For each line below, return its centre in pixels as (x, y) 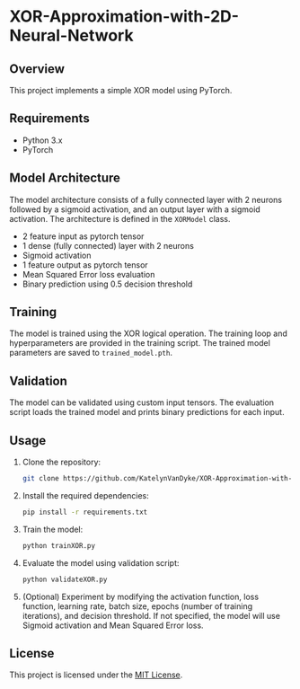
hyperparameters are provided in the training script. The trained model (140, 343)
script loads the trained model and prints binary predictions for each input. (147, 412)
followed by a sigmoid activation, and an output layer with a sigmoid (135, 209)
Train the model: (53, 529)
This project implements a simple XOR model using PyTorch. (121, 90)
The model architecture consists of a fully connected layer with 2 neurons (146, 199)
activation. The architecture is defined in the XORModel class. (120, 218)
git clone (41, 479)
